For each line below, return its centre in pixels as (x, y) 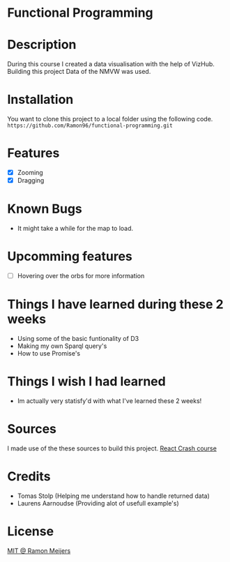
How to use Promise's (49, 353)
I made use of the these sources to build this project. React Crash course (112, 448)
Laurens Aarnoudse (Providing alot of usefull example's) (98, 503)
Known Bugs (45, 209)
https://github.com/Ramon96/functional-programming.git (90, 126)
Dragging (31, 181)
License (31, 531)
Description (42, 45)
